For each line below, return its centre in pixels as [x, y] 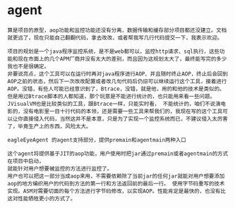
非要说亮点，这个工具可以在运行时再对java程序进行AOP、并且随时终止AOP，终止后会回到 [117, 74]
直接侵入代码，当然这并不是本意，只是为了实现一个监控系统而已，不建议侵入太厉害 [125, 118]
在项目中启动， [26, 161]
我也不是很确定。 [29, 66]
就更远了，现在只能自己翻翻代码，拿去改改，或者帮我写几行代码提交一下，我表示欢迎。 [115, 37]
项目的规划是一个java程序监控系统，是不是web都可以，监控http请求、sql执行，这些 [114, 51]
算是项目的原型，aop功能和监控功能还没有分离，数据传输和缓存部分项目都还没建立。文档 [117, 30]
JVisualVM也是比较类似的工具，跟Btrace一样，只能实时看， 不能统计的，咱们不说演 [114, 104]
